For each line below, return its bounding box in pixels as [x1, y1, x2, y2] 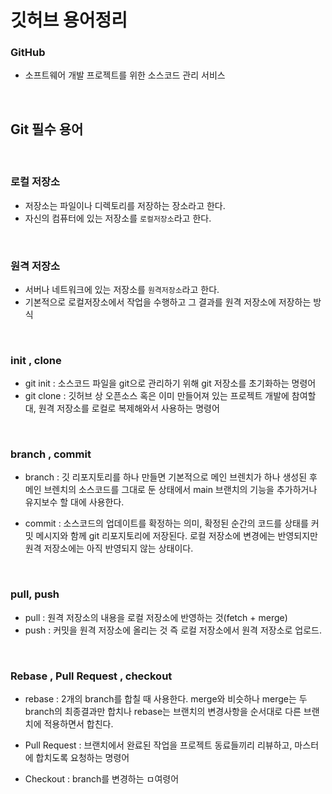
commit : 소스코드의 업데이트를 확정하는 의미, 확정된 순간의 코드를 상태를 [24, 517, 309, 530]
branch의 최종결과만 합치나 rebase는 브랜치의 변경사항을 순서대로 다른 [24, 706, 302, 718]
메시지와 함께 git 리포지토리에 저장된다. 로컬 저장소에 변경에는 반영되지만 [35, 530, 318, 542]
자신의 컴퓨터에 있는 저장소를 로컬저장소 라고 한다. [24, 212, 212, 224]
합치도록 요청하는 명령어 [35, 752, 130, 764]
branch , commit [10, 447, 92, 461]
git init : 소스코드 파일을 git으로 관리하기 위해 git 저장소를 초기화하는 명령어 [24, 377, 317, 390]
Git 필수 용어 [10, 121, 84, 138]
